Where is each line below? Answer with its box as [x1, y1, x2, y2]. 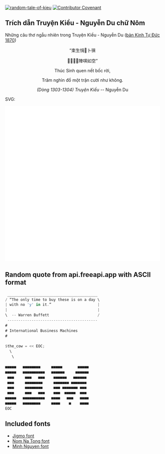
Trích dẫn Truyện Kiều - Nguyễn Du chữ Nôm [5, 19, 145, 27]
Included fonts [5, 420, 51, 428]
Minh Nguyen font [12, 443, 49, 449]
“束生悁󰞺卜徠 [69, 47, 96, 53]
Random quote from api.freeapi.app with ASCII [5, 271, 151, 279]
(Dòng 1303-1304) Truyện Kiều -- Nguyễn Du [36, 87, 129, 92]
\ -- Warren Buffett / [5, 313, 100, 318]
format [5, 278, 27, 287]
